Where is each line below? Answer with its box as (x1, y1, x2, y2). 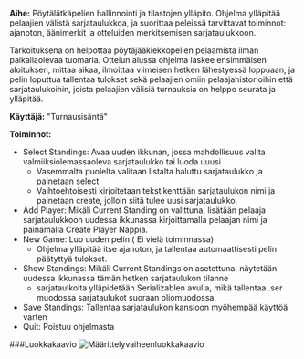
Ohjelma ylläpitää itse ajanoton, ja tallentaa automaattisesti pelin (36, 244, 277, 254)
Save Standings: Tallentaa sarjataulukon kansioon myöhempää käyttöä (22, 301, 288, 312)
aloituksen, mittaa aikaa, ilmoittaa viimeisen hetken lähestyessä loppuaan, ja (9, 64, 295, 75)
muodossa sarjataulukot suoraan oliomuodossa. (36, 292, 217, 302)
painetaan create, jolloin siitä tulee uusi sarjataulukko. (36, 195, 238, 206)
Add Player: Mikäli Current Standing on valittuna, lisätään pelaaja (22, 205, 267, 216)
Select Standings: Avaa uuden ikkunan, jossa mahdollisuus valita (22, 146, 267, 157)
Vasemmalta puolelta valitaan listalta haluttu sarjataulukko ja (36, 166, 263, 176)
